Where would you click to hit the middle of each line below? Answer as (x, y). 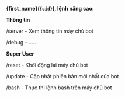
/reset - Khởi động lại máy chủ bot (47, 65)
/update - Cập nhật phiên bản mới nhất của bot (62, 76)
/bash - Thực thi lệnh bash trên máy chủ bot (59, 88)
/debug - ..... (21, 42)
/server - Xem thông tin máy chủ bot (50, 31)
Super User (20, 54)
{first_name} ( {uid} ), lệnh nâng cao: (50, 8)
